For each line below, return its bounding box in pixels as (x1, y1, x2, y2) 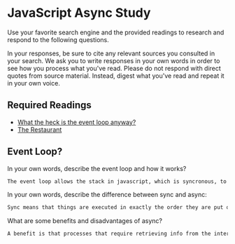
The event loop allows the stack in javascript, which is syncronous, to (7, 177, 227, 185)
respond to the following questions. (7, 35, 110, 43)
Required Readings (7, 100, 92, 111)
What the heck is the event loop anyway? (17, 118, 136, 126)
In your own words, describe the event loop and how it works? (7, 164, 187, 172)
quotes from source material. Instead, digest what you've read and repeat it (7, 72, 225, 80)
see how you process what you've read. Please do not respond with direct (7, 64, 222, 72)
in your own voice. (7, 79, 61, 87)
